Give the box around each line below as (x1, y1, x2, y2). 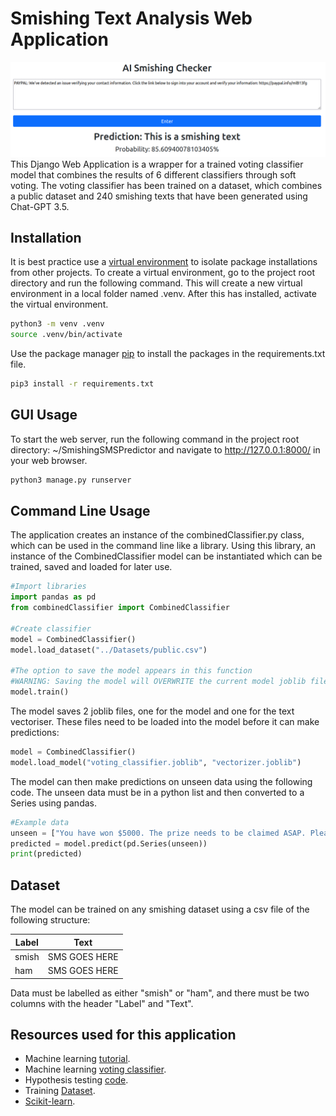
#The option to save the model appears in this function (10, 666, 253, 676)
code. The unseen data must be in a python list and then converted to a (10, 786, 305, 798)
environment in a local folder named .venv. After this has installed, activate (10, 288, 317, 300)
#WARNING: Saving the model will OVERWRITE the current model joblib (10, 677, 307, 687)
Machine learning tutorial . (24, 1053, 131, 1065)
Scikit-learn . (24, 1095, 76, 1107)
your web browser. (10, 454, 88, 466)
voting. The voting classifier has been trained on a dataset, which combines (10, 179, 323, 191)
